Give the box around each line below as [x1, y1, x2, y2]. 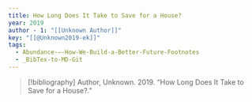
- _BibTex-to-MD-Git [15, 56, 83, 64]
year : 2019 [8, 19, 44, 27]
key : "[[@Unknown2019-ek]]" [8, 33, 101, 42]
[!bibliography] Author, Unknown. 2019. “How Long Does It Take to [27, 77, 245, 87]
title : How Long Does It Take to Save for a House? [8, 11, 182, 20]
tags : [8, 41, 26, 49]
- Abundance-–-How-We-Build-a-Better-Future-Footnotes [15, 48, 200, 56]
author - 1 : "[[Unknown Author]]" [8, 26, 122, 34]
